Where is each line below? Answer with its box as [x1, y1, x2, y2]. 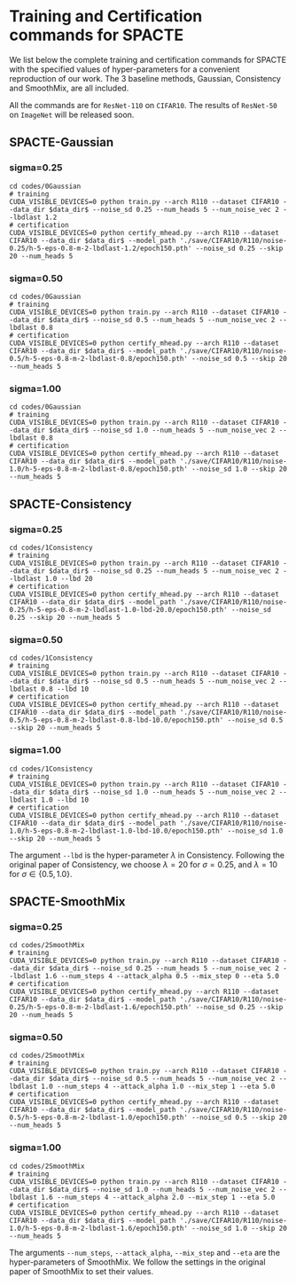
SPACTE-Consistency [9, 497, 132, 512]
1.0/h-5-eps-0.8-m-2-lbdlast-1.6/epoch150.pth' [9, 1224, 189, 1233]
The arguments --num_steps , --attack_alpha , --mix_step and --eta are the [9, 1247, 281, 1258]
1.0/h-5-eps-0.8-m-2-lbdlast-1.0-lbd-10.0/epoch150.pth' [9, 827, 224, 835]
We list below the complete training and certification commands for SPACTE [9, 54, 286, 65]
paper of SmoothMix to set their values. [9, 1265, 153, 1276]
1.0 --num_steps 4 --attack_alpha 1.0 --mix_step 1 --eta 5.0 [41, 1082, 276, 1092]
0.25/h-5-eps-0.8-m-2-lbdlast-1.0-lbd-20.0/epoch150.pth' [9, 605, 228, 614]
